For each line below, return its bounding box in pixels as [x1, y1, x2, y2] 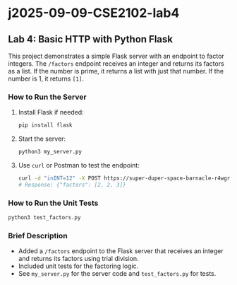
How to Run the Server [8, 92, 87, 102]
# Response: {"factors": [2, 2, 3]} [18, 181, 126, 188]
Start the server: [18, 134, 66, 143]
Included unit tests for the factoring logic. [18, 262, 139, 270]
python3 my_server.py [18, 149, 82, 156]
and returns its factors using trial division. [18, 255, 140, 263]
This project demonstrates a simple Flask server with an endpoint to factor [8, 52, 224, 60]
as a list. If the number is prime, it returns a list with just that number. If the [8, 67, 224, 75]
